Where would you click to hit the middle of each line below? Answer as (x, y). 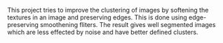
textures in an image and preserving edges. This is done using (97, 17)
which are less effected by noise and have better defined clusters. (103, 32)
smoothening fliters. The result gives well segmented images (128, 25)
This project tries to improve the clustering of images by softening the (108, 10)
